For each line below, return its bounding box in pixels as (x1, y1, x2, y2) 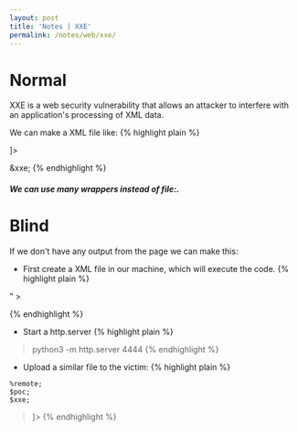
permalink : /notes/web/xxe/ (9, 30, 117, 39)
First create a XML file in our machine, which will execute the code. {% (22, 263, 290, 274)
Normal (9, 69, 67, 90)
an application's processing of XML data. (9, 110, 165, 121)
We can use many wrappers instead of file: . (9, 184, 180, 194)
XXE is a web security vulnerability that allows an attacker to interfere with (9, 100, 290, 110)
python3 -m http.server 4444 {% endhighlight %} (31, 343, 219, 354)
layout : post (9, 13, 59, 23)
